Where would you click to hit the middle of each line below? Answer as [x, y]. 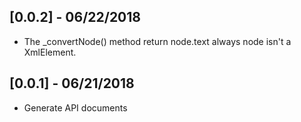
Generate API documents [75, 107]
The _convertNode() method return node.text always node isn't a [157, 41]
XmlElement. [50, 52]
